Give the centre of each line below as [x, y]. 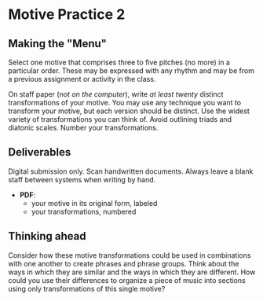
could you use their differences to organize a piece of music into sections [127, 280]
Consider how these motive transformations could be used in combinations [130, 255]
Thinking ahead [47, 236]
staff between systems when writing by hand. [82, 179]
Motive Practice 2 [67, 15]
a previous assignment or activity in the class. [82, 79]
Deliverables [40, 152]
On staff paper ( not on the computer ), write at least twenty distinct [116, 94]
